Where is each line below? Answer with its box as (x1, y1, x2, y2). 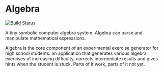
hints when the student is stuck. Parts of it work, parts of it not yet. (5, 61, 145, 67)
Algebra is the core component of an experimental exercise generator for (5, 45, 159, 51)
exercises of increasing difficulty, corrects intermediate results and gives (5, 55, 158, 61)
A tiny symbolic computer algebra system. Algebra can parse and (5, 29, 143, 35)
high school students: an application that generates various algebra (5, 50, 147, 56)
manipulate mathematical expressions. (5, 35, 86, 41)
